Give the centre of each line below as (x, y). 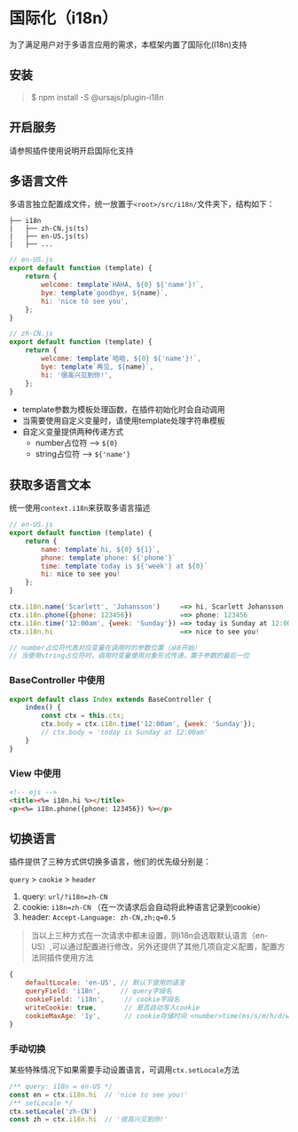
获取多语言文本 (50, 485)
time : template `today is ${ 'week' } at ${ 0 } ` (125, 566)
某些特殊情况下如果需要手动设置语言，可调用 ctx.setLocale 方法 (125, 1069)
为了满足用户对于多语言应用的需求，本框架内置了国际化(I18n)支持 (128, 44)
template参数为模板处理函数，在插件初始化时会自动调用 (124, 410)
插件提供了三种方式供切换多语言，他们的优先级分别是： (110, 862)
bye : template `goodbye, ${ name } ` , (105, 293)
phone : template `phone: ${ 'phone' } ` (109, 558)
